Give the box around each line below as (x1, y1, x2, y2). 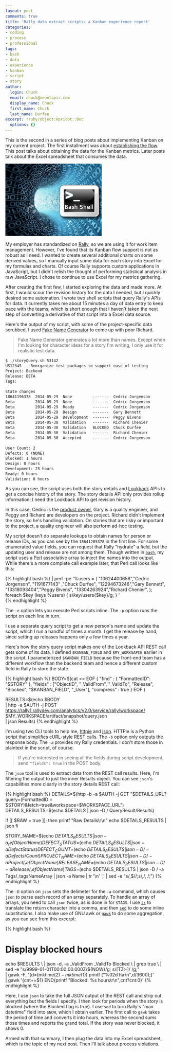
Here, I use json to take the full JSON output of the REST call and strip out (5, 992, 162, 998)
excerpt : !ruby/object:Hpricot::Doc (5, 117, 84, 122)
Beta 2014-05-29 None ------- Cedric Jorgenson (5, 399, 150, 404)
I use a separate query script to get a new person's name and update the (5, 623, 160, 629)
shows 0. (5, 1025, 25, 1031)
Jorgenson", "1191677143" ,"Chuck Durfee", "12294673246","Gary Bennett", (5, 581, 165, 587)
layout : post (5, 8, 33, 13)
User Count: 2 (5, 445, 36, 451)
